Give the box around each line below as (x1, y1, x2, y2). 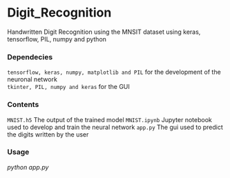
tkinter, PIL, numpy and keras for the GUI (7, 83, 130, 91)
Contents (7, 100, 39, 110)
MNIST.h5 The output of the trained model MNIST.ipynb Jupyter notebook (7, 115, 212, 123)
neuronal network (7, 75, 57, 83)
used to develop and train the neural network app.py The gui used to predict (7, 123, 223, 131)
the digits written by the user (7, 130, 89, 139)
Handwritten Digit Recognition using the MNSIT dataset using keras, (7, 28, 201, 36)
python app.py (7, 163, 49, 171)
